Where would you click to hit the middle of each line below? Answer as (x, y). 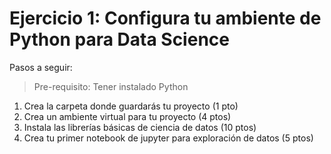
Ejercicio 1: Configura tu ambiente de (165, 18)
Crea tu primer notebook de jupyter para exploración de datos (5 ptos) (168, 138)
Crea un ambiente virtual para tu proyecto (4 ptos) (127, 116)
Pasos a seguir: (41, 67)
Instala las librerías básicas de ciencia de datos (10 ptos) (140, 127)
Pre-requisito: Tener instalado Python (111, 86)
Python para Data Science (119, 39)
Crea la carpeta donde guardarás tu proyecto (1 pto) (131, 106)
